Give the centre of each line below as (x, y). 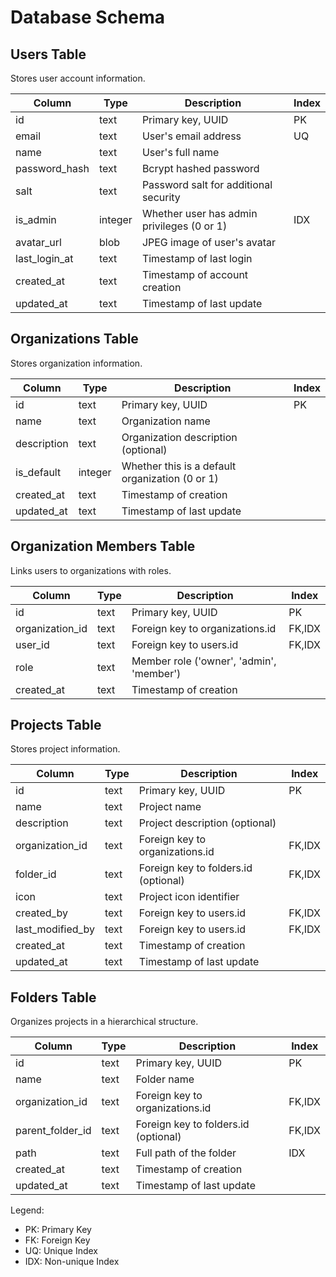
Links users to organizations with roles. (91, 570)
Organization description (179, 437)
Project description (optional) (207, 823)
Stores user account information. (78, 78)
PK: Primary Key (58, 1230)
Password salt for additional (207, 184)
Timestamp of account (195, 274)
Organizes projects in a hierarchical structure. (104, 1022)
